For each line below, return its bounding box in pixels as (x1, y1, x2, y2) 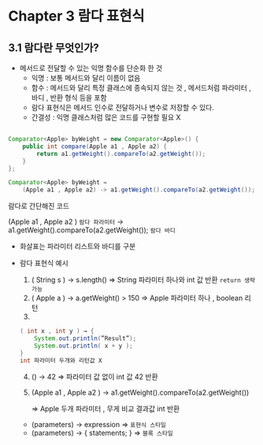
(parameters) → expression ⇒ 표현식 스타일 (31, 419, 167, 429)
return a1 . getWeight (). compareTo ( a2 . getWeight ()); (36, 150, 206, 158)
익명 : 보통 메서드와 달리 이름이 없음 (31, 73, 141, 83)
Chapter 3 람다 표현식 (8, 7, 145, 25)
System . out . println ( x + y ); (34, 342, 133, 350)
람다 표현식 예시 (19, 258, 69, 268)
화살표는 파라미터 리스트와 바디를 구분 (19, 242, 136, 251)
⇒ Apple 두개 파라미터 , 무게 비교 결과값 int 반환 (31, 403, 180, 413)
